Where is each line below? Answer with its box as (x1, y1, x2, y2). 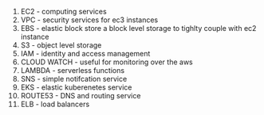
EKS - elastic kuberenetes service (20, 82, 132, 92)
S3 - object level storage (20, 40, 102, 50)
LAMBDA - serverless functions (20, 66, 125, 75)
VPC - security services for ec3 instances (20, 15, 159, 25)
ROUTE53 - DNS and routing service (20, 91, 141, 100)
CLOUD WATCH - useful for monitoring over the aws (20, 57, 194, 67)
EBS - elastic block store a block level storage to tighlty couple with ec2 (20, 24, 257, 33)
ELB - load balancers (20, 99, 90, 109)
